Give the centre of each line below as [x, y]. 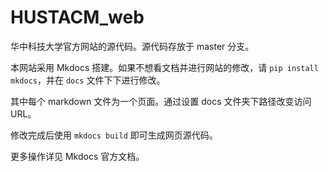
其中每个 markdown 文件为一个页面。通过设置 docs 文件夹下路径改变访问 [161, 101]
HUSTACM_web [77, 17]
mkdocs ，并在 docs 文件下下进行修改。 [88, 80]
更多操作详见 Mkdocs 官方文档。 [77, 156]
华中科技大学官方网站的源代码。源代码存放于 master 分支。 [132, 46]
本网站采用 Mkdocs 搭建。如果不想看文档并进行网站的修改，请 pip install [164, 67]
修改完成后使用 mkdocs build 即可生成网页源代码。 [114, 135]
